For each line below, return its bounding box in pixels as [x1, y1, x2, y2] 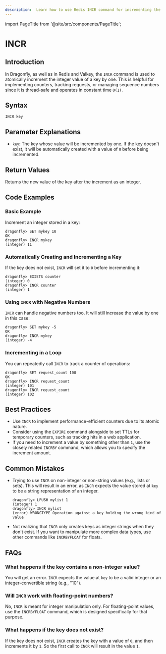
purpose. [5, 614, 24, 620]
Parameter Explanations [5, 127, 81, 136]
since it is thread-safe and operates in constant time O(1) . [5, 87, 123, 93]
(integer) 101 [5, 383, 35, 388]
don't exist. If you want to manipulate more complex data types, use [12, 529, 151, 535]
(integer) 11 [5, 242, 32, 247]
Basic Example [5, 208, 41, 215]
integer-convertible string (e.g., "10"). [5, 580, 82, 586]
